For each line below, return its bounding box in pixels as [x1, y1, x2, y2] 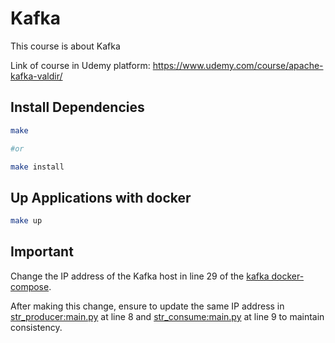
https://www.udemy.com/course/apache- [152, 59, 324, 71]
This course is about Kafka [10, 40, 121, 52]
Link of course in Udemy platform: [10, 59, 151, 71]
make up [10, 216, 43, 226]
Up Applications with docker [10, 189, 192, 206]
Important [10, 243, 74, 261]
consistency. [10, 321, 63, 333]
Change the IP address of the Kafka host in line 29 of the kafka [10, 270, 270, 282]
